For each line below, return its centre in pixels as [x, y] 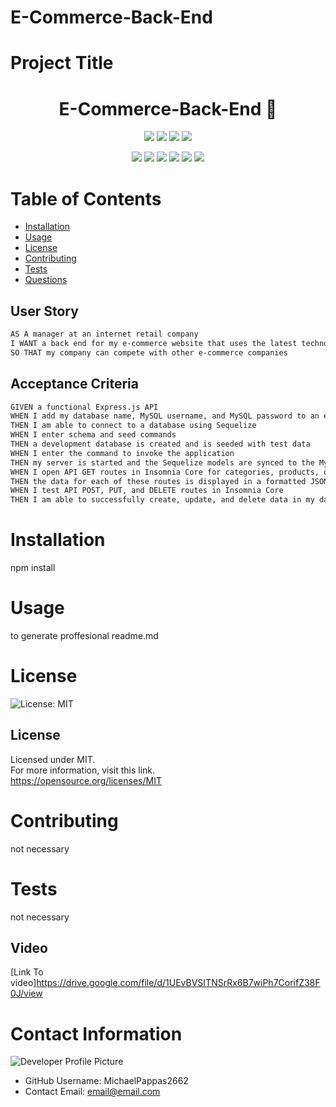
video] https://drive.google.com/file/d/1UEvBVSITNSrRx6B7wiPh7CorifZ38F [165, 983]
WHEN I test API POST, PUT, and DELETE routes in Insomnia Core [147, 491]
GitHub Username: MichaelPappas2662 [106, 1081]
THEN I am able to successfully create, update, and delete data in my [162, 500]
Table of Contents [86, 198]
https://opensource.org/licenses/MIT [86, 780]
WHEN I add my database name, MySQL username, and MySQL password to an [165, 416]
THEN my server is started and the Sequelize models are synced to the [162, 462]
